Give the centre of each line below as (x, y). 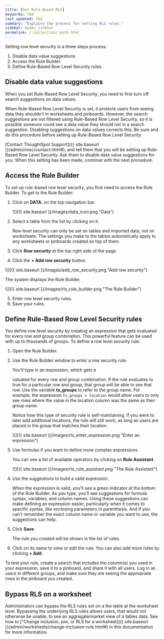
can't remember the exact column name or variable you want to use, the (85, 514)
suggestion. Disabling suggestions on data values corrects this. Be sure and (82, 129)
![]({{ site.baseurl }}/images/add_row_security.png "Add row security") (76, 270)
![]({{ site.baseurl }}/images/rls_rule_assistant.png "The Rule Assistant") (85, 469)
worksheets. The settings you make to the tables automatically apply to (84, 236)
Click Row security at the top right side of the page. (65, 251)
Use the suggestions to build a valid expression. (60, 479)
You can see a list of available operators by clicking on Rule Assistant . (83, 460)
